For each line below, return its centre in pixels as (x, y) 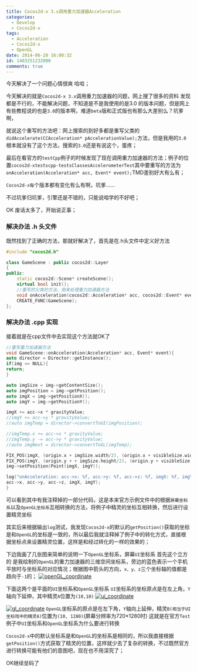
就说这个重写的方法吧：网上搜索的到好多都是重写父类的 (73, 131)
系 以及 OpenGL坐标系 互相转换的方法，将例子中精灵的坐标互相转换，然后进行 (95, 507)
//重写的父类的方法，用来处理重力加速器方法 (63, 290)
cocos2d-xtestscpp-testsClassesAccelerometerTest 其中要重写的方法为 (96, 165)
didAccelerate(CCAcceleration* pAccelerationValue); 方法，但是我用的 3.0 (96, 138)
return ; (16, 369)
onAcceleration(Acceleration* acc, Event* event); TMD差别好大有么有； (96, 173)
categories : (21, 17)
